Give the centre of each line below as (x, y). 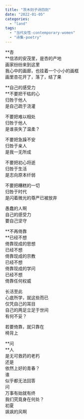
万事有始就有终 (20, 393)
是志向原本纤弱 (20, 175)
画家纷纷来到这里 (22, 64)
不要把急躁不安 (20, 139)
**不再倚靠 (16, 231)
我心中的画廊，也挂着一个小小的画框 (42, 70)
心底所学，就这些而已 (27, 298)
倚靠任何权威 (18, 281)
